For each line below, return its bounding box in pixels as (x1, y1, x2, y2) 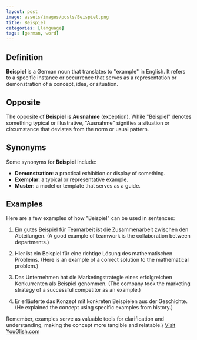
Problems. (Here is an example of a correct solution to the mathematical (14, 256, 189, 264)
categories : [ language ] (6, 25, 65, 31)
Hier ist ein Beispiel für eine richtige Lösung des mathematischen (14, 250, 173, 257)
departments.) (14, 239, 49, 246)
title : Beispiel (6, 19, 46, 25)
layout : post (6, 8, 38, 15)
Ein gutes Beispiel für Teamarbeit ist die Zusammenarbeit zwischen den (14, 226, 189, 233)
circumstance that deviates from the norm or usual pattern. (6, 125, 149, 132)
